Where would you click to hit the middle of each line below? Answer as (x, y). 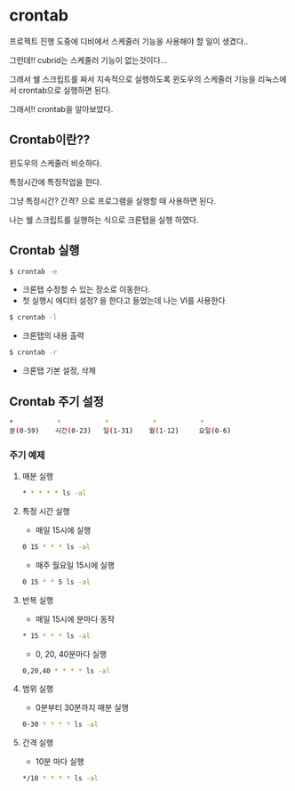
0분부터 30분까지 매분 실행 (82, 707)
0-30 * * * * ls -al (60, 725)
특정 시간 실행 (46, 511)
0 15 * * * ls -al (56, 547)
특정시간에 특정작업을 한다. (56, 182)
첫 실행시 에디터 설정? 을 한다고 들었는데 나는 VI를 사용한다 (124, 301)
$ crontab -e (33, 271)
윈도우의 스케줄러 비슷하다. (56, 163)
